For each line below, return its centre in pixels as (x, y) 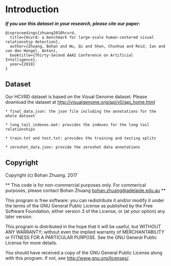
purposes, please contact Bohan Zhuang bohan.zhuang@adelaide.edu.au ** (86, 190)
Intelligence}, (21, 60)
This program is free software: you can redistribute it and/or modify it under (85, 200)
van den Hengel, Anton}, (32, 51)
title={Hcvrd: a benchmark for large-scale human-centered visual (82, 37)
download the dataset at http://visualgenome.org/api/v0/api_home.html (80, 102)
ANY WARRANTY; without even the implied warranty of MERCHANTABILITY (85, 232)
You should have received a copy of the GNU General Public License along (84, 252)
